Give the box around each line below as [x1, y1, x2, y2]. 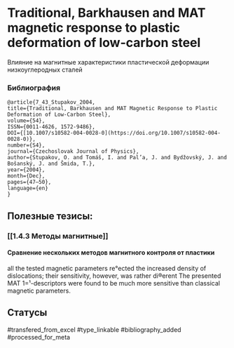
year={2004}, [7, 166, 46, 173]
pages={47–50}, [7, 179, 52, 186]
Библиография [7, 83, 61, 93]
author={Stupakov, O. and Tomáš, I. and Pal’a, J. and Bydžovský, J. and [7, 154, 228, 161]
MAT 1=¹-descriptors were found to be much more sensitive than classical [7, 279, 221, 287]
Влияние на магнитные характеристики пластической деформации [7, 58, 209, 66]
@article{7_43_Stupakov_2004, [7, 99, 96, 106]
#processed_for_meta [7, 333, 71, 341]
